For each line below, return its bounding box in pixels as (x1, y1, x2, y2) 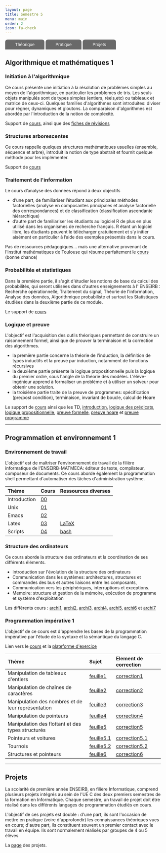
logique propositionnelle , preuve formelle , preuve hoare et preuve (5, 409, 139, 415)
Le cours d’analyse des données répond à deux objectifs (5, 188, 121, 194)
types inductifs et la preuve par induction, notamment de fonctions (12, 358, 148, 363)
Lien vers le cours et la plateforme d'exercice (5, 643, 97, 649)
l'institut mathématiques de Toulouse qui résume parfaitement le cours (5, 249, 149, 255)
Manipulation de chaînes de (7, 684, 72, 691)
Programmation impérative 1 (5, 617, 75, 624)
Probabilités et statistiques (5, 267, 71, 274)
